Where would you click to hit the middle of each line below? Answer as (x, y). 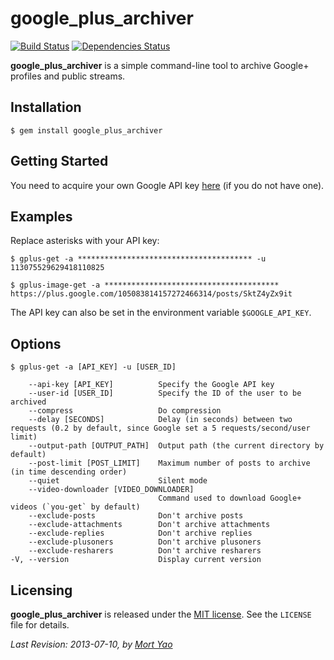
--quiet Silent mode (118, 481)
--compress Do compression (125, 411)
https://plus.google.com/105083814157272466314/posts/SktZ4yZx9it (151, 294)
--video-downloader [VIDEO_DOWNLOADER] (111, 490)
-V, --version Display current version (136, 560)
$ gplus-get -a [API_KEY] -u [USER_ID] (93, 367)
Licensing (41, 590)
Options (36, 343)
